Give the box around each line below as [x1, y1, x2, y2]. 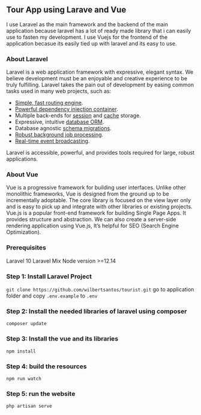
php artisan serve [6, 403, 52, 410]
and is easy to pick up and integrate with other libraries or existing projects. [6, 203, 193, 210]
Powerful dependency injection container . [14, 106, 118, 113]
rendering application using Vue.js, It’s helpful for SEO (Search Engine [6, 222, 179, 230]
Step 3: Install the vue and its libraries [6, 335, 119, 343]
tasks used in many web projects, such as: [6, 88, 112, 95]
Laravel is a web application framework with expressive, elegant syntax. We [6, 68, 194, 76]
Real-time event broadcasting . [14, 137, 90, 145]
